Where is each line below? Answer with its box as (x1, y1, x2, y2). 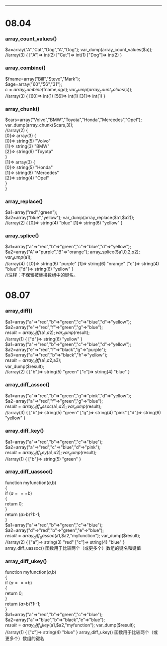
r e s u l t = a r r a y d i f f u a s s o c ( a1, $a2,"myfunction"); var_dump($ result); (5, 532, 141, 540)
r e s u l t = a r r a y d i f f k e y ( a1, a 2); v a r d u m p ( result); (5, 449, 97, 457)
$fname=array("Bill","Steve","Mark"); (5, 76, 81, 82)
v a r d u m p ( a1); (5, 254, 32, 262)
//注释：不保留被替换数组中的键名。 (5, 272, 79, 278)
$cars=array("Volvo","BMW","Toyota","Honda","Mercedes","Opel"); (5, 117, 142, 123)
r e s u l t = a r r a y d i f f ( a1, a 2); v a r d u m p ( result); (5, 329, 90, 336)
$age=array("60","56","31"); (5, 81, 62, 87)
